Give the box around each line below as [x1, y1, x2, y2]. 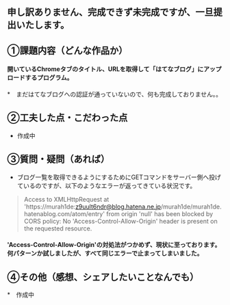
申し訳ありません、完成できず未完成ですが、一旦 [7, 6, 214, 18]
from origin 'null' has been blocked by [105, 209, 214, 217]
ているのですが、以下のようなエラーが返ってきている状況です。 [16, 181, 196, 189]
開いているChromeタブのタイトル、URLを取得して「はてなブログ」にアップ [7, 65, 222, 73]
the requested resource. [23, 224, 92, 233]
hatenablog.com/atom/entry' [23, 209, 105, 217]
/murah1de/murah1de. [160, 202, 222, 211]
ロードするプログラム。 [7, 74, 73, 82]
